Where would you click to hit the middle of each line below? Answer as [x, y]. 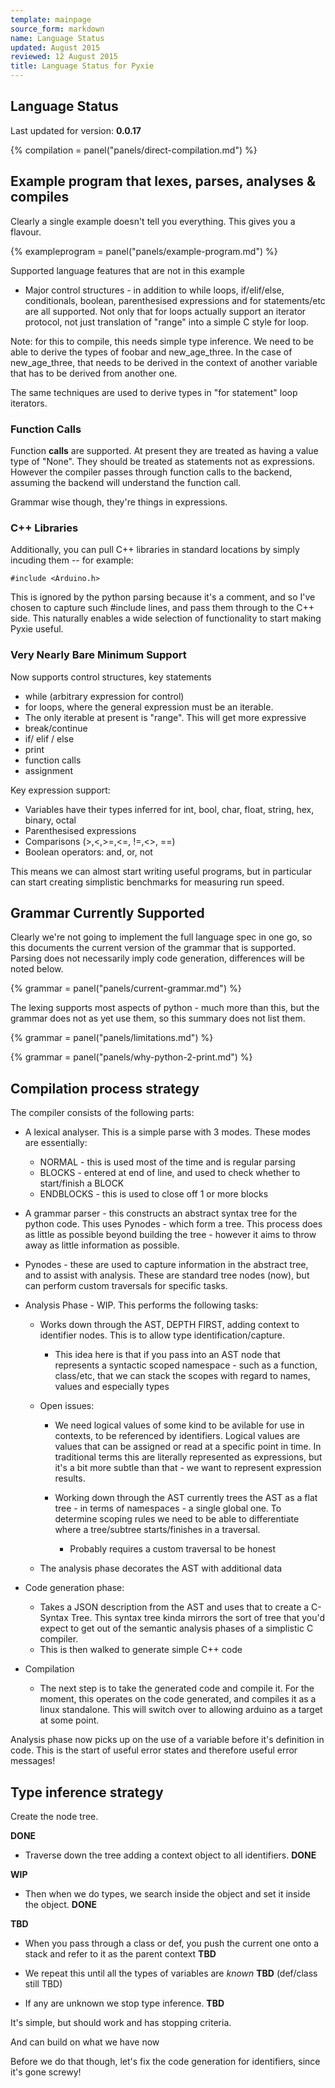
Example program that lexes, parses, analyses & [163, 181]
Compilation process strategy [105, 1088]
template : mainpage [51, 19]
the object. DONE [60, 1904]
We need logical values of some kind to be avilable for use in [179, 1425]
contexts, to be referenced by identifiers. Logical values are [177, 1436]
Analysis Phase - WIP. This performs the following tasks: [141, 1305]
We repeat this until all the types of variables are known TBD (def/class [171, 1973]
